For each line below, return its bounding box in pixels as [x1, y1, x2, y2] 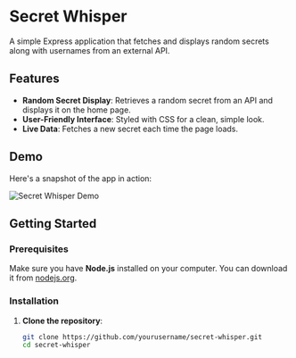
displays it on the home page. [21, 104, 131, 115]
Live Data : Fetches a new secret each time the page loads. [21, 123, 239, 134]
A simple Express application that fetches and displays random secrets [9, 36, 269, 46]
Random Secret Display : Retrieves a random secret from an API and [21, 95, 274, 105]
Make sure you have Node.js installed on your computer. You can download [9, 263, 288, 274]
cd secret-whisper [21, 341, 91, 350]
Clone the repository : [21, 315, 103, 326]
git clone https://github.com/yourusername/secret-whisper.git [21, 332, 263, 341]
